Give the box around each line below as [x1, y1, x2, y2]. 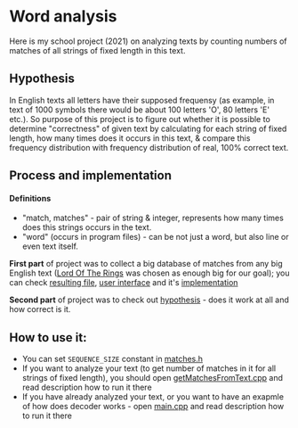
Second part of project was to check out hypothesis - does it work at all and [9, 294, 289, 305]
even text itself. [21, 241, 78, 251]
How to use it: [9, 330, 87, 345]
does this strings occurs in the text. [21, 222, 152, 233]
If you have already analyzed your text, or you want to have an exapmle [21, 391, 285, 402]
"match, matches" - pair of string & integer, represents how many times [21, 212, 285, 224]
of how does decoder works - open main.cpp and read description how [21, 401, 285, 412]
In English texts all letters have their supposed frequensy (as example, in [9, 95, 275, 105]
